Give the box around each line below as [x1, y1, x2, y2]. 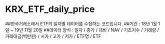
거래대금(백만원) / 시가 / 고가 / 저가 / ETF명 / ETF [5, 33, 101, 39]
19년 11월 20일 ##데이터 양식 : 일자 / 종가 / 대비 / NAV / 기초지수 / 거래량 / [14, 26, 159, 33]
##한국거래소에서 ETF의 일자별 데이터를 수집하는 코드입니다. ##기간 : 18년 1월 [5, 20, 157, 26]
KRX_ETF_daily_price [5, 3, 95, 15]
